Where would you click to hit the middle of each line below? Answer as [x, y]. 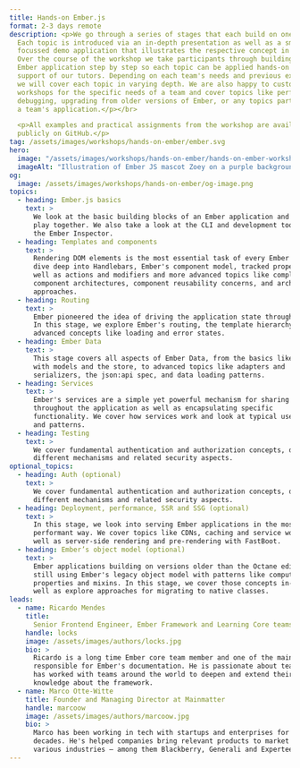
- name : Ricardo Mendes [61, 608]
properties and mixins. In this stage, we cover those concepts [155, 583]
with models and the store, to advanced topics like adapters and [159, 367]
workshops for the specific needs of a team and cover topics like [146, 92]
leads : [21, 600]
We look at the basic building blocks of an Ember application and [161, 217]
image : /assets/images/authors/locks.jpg [103, 641]
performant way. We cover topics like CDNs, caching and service [157, 533]
